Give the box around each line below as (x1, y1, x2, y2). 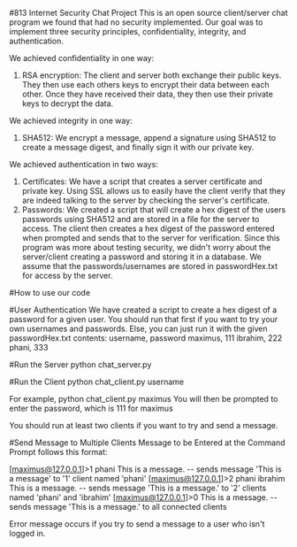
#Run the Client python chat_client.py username (9, 376, 185, 387)
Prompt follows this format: (9, 447, 108, 457)
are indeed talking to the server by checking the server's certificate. (21, 195, 270, 205)
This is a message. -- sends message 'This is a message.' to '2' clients (9, 482, 267, 493)
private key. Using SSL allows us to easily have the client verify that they (21, 186, 286, 196)
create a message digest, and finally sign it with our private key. (21, 142, 255, 152)
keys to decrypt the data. (21, 98, 114, 109)
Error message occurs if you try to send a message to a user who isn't (9, 519, 265, 529)
